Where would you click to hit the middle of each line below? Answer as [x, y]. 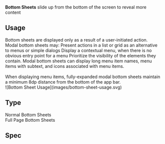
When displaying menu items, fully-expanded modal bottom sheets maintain [83, 77]
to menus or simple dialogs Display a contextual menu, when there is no [79, 50]
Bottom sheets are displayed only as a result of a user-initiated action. [76, 40]
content [13, 12]
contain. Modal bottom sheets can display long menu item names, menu [79, 61]
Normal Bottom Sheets [28, 115]
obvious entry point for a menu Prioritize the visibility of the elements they [81, 55]
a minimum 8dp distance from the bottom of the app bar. [63, 82]
